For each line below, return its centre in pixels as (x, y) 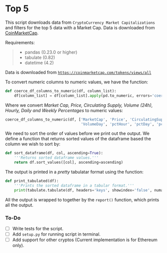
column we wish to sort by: (33, 144)
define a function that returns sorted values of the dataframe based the (78, 139)
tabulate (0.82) (40, 57)
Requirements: (20, 42)
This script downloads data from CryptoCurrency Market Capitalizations (80, 22)
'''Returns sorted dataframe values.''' (56, 158)
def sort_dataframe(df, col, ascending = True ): (54, 153)
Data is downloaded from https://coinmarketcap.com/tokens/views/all (78, 72)
